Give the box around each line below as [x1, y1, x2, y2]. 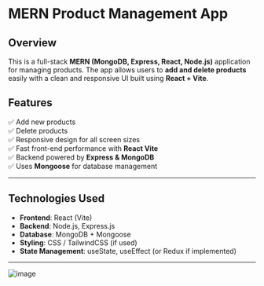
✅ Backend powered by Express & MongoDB [8, 152, 155, 162]
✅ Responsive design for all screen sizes [8, 134, 140, 144]
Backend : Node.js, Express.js [19, 221, 115, 230]
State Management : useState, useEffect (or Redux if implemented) [19, 246, 237, 255]
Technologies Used [8, 192, 104, 205]
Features [8, 96, 53, 110]
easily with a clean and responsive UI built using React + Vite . [8, 74, 209, 82]
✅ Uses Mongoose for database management [8, 161, 158, 170]
